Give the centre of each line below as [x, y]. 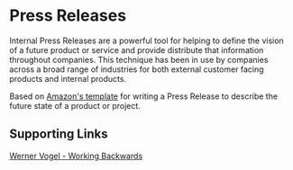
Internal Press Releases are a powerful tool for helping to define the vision [146, 40]
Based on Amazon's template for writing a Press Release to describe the [143, 96]
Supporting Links [59, 134]
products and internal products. [68, 78]
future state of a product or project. [75, 105]
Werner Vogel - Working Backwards [76, 156]
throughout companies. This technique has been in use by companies [139, 59]
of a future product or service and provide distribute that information [137, 49]
